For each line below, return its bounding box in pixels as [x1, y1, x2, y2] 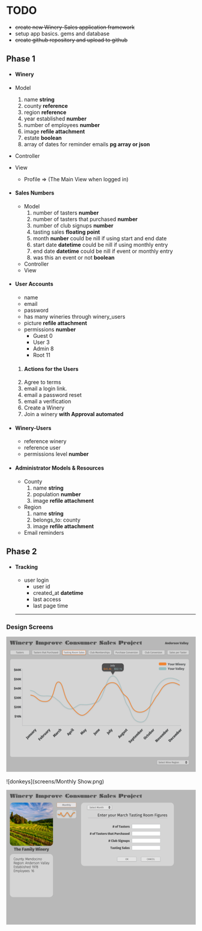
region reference [23, 108, 67, 116]
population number [32, 490, 81, 497]
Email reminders [23, 529, 64, 536]
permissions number [23, 326, 76, 333]
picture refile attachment [23, 319, 87, 326]
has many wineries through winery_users [23, 313, 126, 320]
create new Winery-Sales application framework [14, 23, 135, 31]
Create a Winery [23, 404, 65, 411]
